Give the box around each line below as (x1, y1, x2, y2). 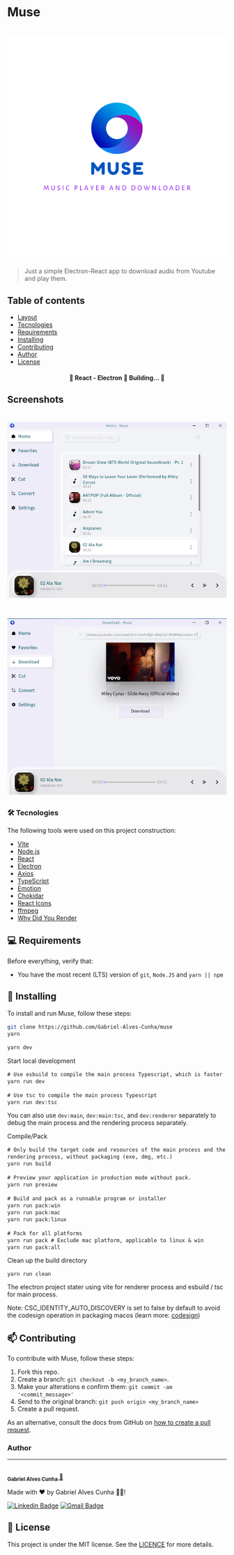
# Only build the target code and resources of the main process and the (7, 1147, 226, 1154)
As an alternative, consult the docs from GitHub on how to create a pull (7, 1418, 211, 1426)
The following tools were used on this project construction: (7, 826, 176, 834)
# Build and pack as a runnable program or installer (7, 1195, 167, 1202)
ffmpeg (17, 906, 39, 914)
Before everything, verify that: (7, 956, 93, 965)
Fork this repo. (17, 1368, 59, 1376)
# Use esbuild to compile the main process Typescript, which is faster (7, 1071, 223, 1078)
